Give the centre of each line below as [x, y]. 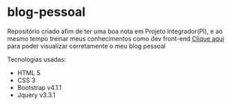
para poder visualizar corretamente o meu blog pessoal [86, 46]
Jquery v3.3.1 [36, 95]
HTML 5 [29, 73]
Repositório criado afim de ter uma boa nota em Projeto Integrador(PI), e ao [115, 31]
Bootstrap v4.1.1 [40, 87]
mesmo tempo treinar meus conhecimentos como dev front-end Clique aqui [115, 38]
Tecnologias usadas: [37, 59]
